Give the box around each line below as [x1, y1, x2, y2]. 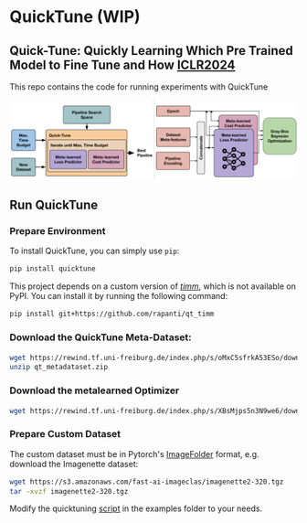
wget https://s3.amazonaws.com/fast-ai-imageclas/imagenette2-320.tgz [9, 477, 284, 486]
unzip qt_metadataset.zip [9, 363, 108, 372]
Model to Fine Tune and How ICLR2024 [9, 57, 236, 72]
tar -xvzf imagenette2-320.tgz [9, 486, 129, 496]
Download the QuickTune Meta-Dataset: [9, 331, 192, 344]
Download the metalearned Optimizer [9, 384, 180, 397]
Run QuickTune [9, 197, 99, 213]
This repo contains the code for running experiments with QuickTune [9, 81, 269, 92]
